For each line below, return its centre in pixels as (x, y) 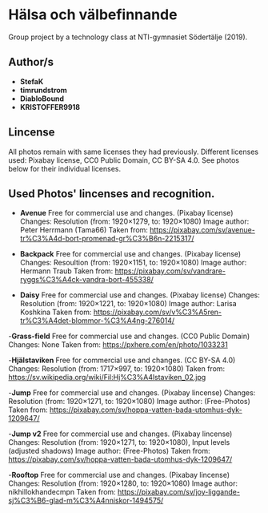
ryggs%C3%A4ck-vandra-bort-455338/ (86, 280)
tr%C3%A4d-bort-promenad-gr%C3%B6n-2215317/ (107, 239)
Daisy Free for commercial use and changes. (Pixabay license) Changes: (140, 295)
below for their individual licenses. (65, 168)
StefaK (32, 81)
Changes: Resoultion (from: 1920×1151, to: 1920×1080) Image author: (133, 263)
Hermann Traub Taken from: (66, 271)
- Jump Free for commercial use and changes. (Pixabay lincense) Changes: (132, 393)
